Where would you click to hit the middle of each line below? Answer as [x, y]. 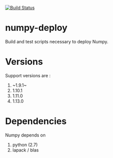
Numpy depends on [25, 135]
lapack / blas [25, 150]
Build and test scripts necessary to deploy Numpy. [57, 41]
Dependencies [36, 121]
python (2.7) [25, 145]
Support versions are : [28, 75]
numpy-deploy [36, 28]
